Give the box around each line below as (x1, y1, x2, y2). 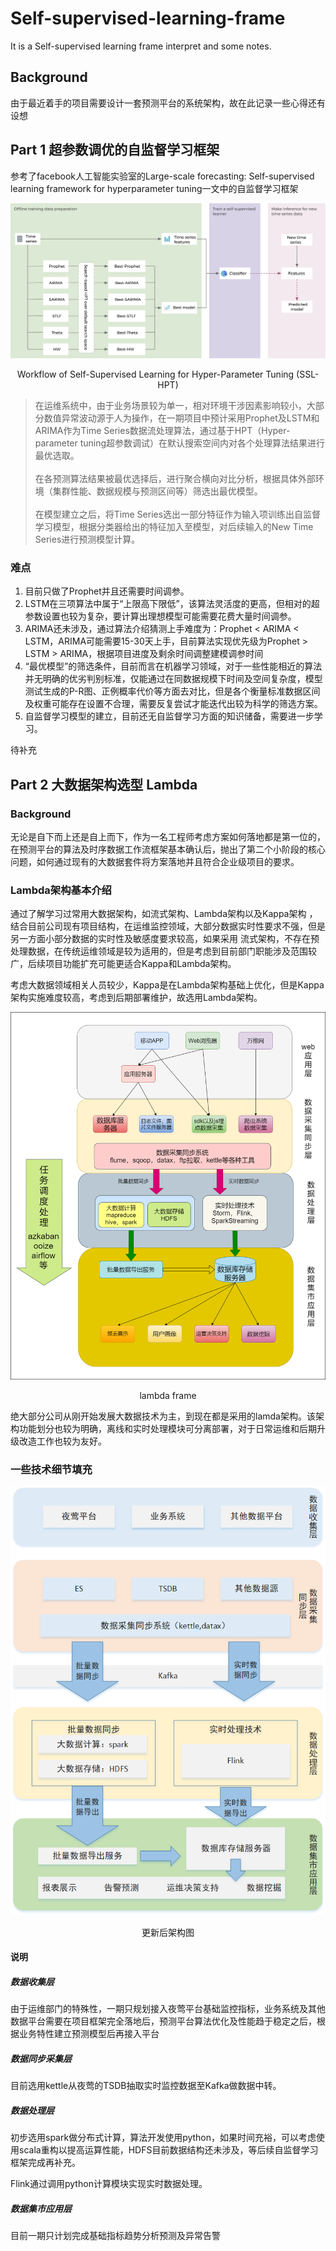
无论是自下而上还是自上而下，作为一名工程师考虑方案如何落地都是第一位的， (10, 831, 326, 843)
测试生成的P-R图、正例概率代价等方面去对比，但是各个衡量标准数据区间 (24, 685, 321, 697)
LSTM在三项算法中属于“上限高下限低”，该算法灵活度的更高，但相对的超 (24, 598, 320, 610)
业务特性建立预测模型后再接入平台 (18, 2028, 160, 2040)
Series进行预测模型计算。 (34, 533, 141, 546)
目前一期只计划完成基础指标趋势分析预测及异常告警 (10, 2230, 221, 2241)
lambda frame (139, 1390, 197, 1402)
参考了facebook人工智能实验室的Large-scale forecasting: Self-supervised (10, 170, 315, 182)
